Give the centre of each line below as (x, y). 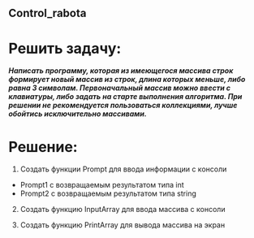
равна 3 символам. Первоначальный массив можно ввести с (120, 88)
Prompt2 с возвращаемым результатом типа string (108, 193)
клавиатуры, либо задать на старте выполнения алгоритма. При (125, 97)
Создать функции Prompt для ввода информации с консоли (123, 169)
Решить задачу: (65, 48)
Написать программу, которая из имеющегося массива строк (121, 71)
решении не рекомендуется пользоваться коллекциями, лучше (123, 106)
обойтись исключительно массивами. (78, 114)
